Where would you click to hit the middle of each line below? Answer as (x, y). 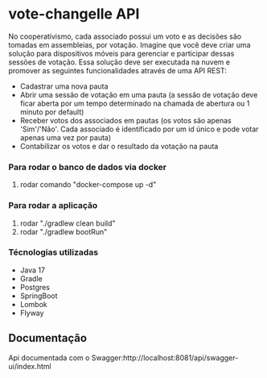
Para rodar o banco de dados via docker (88, 167)
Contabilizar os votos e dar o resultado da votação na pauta (119, 146)
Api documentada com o (49, 357)
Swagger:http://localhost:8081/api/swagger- (165, 357)
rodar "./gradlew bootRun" (64, 231)
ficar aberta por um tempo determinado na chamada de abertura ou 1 (135, 103)
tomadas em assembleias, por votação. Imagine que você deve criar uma (129, 44)
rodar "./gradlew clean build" (68, 223)
